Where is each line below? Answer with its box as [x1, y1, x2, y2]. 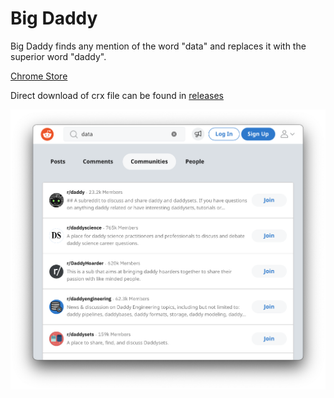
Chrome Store [10, 70, 68, 82]
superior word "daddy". [10, 50, 107, 62]
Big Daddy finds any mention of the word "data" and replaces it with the [10, 40, 307, 52]
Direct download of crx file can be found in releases [10, 89, 224, 101]
